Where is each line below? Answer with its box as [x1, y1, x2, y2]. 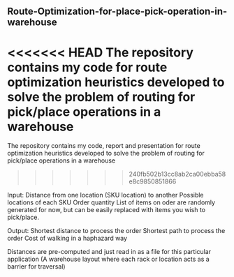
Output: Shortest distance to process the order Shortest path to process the [7, 227, 226, 235]
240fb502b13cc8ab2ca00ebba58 [129, 170, 226, 179]
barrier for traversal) [7, 262, 66, 271]
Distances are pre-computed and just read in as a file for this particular [7, 248, 212, 256]
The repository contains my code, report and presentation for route [7, 142, 200, 150]
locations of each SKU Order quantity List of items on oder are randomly [7, 198, 215, 207]
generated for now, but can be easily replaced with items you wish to [7, 206, 206, 214]
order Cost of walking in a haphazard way [7, 234, 128, 243]
